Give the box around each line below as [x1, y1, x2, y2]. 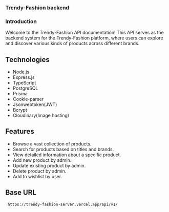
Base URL [5, 188, 37, 197]
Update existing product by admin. [12, 162, 86, 168]
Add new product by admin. [12, 157, 72, 163]
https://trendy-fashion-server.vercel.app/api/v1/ [7, 202, 118, 207]
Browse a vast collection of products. [12, 140, 92, 147]
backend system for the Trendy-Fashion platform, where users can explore [5, 35, 163, 41]
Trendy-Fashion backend [5, 4, 70, 11]
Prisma [12, 91, 28, 97]
